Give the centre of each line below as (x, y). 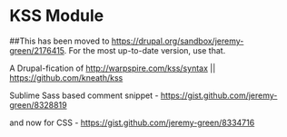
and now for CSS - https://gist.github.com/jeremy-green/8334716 (132, 122)
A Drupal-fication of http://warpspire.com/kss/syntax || (113, 68)
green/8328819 (38, 104)
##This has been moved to (59, 41)
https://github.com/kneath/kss (66, 77)
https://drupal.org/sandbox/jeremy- (178, 41)
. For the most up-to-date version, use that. (145, 50)
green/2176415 (37, 50)
